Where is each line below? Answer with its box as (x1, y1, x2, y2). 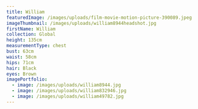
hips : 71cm (6, 59, 34, 65)
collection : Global (6, 31, 56, 38)
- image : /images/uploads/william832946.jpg (12, 88, 127, 94)
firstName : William (6, 25, 56, 32)
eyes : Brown (6, 71, 37, 77)
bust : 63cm (6, 48, 34, 54)
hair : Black (6, 65, 37, 71)
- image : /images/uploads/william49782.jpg (12, 93, 124, 99)
